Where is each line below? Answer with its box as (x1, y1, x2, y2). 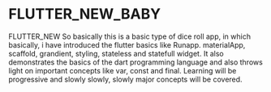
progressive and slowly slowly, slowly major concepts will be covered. (8, 74, 243, 84)
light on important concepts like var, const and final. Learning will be (8, 65, 237, 75)
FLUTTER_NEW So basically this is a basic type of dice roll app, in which (8, 31, 252, 41)
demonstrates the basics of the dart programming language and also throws (8, 57, 264, 67)
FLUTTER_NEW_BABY (8, 5, 161, 23)
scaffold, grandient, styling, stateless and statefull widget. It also (8, 48, 225, 58)
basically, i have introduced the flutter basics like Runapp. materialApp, (8, 40, 246, 49)
